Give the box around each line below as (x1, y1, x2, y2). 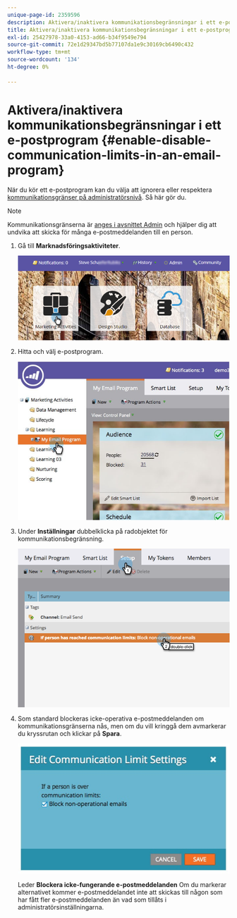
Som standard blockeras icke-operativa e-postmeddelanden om (17, 714, 205, 723)
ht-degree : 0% (7, 63, 49, 71)
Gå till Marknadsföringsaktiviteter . (17, 241, 121, 250)
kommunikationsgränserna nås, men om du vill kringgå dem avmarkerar (17, 722, 226, 730)
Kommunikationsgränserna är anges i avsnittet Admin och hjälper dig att (7, 220, 217, 228)
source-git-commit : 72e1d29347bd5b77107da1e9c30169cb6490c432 (7, 41, 194, 49)
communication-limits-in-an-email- (7, 147, 221, 163)
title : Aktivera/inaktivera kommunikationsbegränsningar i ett (7, 26, 197, 33)
